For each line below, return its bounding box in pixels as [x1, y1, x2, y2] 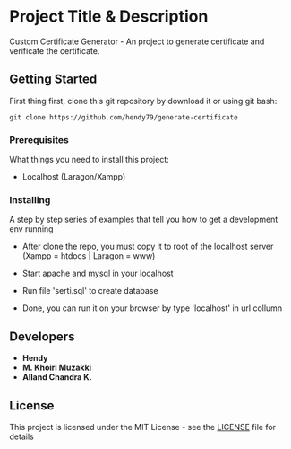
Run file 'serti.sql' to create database [21, 286, 158, 296]
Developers [9, 329, 75, 344]
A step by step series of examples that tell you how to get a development [9, 214, 278, 225]
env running [9, 224, 54, 234]
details [9, 431, 34, 442]
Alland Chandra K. [21, 372, 92, 383]
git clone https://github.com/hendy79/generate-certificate [9, 112, 239, 122]
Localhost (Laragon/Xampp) [21, 172, 126, 182]
